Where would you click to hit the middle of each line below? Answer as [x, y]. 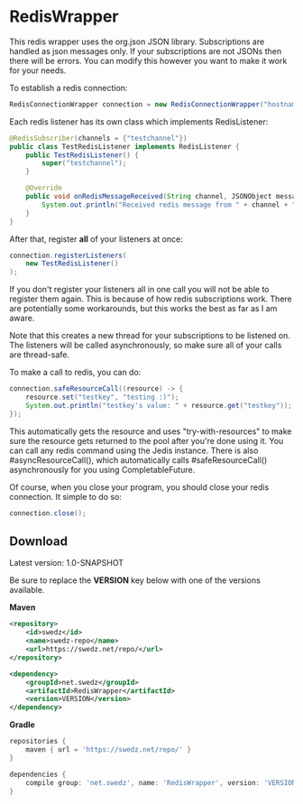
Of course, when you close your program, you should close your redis [139, 487]
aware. [22, 319]
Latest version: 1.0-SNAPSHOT [67, 563]
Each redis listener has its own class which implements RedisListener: [139, 121]
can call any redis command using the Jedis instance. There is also [134, 450]
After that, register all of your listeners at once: [96, 239]
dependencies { [38, 774]
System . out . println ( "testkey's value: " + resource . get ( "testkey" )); [159, 405]
